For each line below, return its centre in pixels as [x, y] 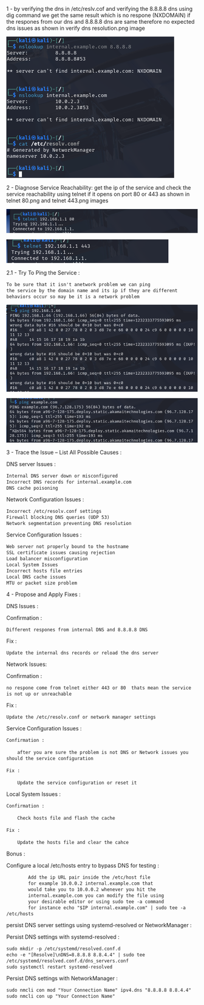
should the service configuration [50, 759]
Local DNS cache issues [36, 577]
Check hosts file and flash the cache [66, 818]
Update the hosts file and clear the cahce [73, 843]
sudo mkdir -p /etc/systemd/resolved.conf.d [63, 949]
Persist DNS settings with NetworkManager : [62, 978]
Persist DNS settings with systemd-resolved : [63, 937]
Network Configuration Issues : [45, 499]
